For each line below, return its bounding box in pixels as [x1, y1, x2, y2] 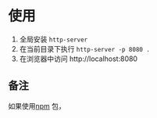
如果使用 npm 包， [8, 101, 66, 110]
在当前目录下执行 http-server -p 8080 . [19, 44, 151, 53]
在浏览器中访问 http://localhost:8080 [19, 54, 138, 63]
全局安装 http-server [19, 34, 88, 44]
